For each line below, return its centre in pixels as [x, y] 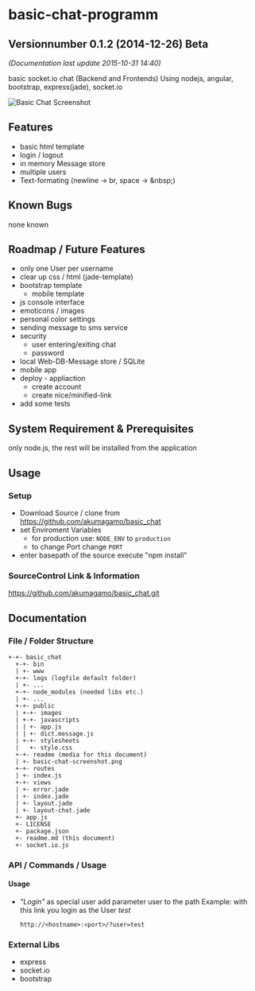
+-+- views [33, 782]
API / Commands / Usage [58, 865]
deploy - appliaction [52, 379]
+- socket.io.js [42, 845]
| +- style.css [44, 748]
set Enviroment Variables [60, 530]
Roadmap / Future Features [77, 249]
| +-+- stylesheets [48, 740]
